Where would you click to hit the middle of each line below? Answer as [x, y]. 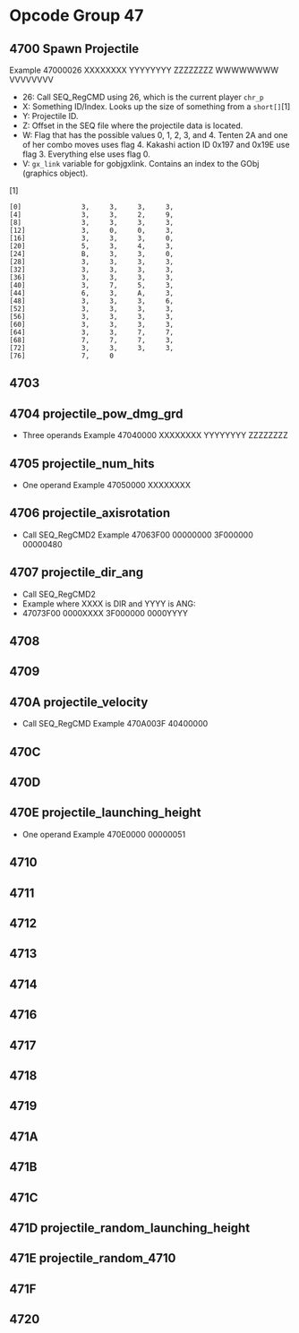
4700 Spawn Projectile [74, 49]
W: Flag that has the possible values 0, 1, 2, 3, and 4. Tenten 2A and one [155, 135]
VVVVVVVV [31, 80]
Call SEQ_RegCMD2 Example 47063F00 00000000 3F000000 [137, 535]
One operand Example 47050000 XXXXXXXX [106, 486]
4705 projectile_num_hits [82, 464]
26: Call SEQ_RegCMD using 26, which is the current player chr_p [143, 97]
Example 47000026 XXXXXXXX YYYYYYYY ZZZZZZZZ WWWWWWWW [144, 70]
